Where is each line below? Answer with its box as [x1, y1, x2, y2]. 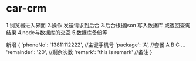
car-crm [6, 2, 47, 15]
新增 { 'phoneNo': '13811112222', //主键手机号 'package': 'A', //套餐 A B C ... [6, 41, 186, 48]
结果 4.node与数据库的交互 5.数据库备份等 [6, 28, 107, 36]
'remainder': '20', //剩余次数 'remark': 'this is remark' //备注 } [6, 48, 153, 55]
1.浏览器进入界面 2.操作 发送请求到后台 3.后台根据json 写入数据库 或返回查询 [6, 21, 191, 28]
